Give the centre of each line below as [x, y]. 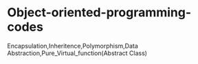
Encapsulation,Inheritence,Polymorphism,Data [73, 46]
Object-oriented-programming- [99, 13]
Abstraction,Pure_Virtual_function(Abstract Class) [77, 53]
